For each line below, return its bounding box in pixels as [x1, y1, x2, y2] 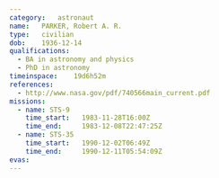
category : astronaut [9, 13, 94, 22]
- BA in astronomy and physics [17, 55, 135, 64]
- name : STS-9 [17, 105, 70, 114]
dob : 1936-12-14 [9, 38, 83, 48]
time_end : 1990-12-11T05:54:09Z [25, 147, 163, 156]
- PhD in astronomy [17, 64, 91, 73]
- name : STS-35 [17, 130, 74, 139]
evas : [9, 155, 30, 165]
